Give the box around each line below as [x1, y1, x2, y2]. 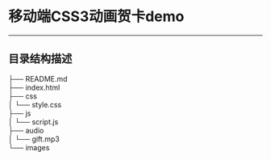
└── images [8, 142, 50, 152]
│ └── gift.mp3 [8, 134, 60, 144]
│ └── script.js [8, 116, 59, 126]
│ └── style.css [8, 99, 62, 109]
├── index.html [8, 82, 60, 92]
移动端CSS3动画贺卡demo [8, 7, 185, 26]
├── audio [8, 125, 44, 135]
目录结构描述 [8, 52, 73, 65]
